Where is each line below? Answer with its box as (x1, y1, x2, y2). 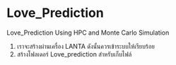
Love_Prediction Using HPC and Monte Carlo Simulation (6, 28, 170, 37)
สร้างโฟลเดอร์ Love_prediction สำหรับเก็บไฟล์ (16, 49, 132, 58)
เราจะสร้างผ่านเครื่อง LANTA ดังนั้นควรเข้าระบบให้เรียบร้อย (16, 42, 155, 50)
